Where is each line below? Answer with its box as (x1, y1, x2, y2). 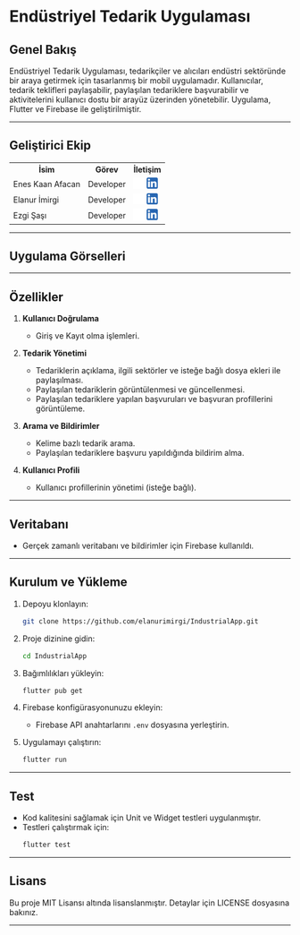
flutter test (21, 840, 71, 850)
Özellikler (9, 289, 64, 305)
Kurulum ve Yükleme (9, 575, 128, 590)
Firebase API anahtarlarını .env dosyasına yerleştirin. (35, 719, 229, 731)
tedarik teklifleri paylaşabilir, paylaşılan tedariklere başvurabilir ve (9, 85, 249, 95)
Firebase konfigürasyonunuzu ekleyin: (21, 702, 163, 713)
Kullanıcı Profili (21, 465, 80, 476)
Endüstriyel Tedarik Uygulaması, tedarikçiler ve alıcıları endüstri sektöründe (9, 65, 287, 76)
